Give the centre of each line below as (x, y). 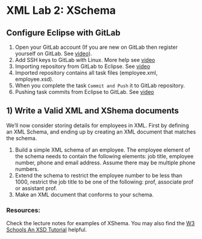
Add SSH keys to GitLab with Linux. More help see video (85, 60)
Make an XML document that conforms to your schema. (84, 194)
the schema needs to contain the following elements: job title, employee (104, 156)
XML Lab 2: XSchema (61, 11)
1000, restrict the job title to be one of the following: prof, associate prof (104, 182)
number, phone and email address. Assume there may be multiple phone (105, 163)
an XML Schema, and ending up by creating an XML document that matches (101, 132)
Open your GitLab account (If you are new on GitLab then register (96, 47)
